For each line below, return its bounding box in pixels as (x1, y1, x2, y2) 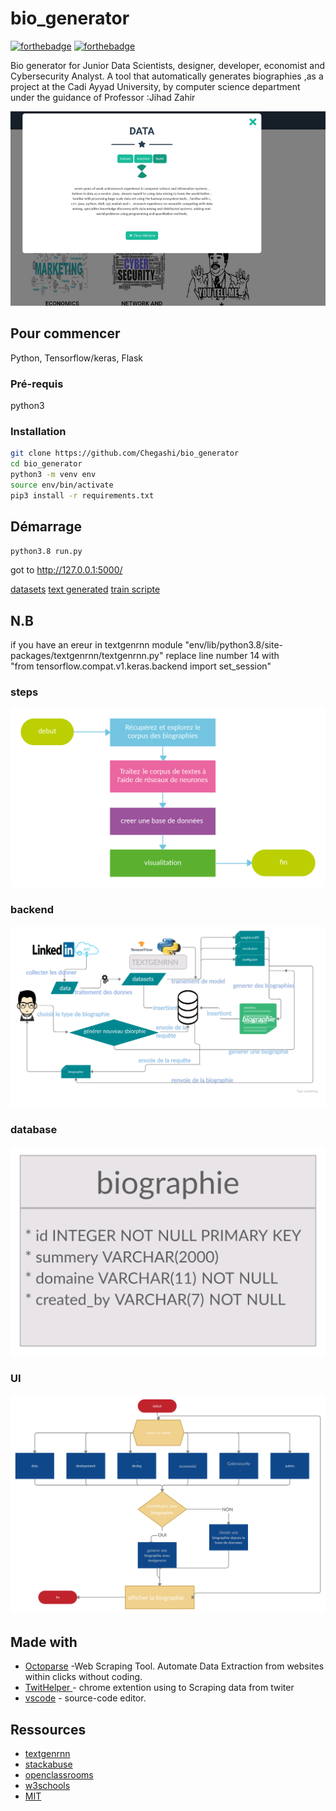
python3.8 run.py (10, 546, 83, 556)
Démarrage (10, 518, 82, 536)
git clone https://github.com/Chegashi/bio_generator (10, 448, 240, 459)
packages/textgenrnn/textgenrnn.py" (10, 650, 164, 662)
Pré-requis (10, 377, 64, 391)
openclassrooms (24, 1768, 94, 1781)
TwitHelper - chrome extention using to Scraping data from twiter (24, 1682, 295, 1694)
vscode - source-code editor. (24, 1692, 147, 1704)
